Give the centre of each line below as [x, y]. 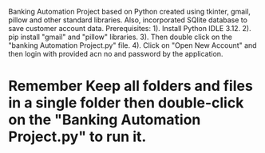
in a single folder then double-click [126, 103]
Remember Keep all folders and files [131, 86]
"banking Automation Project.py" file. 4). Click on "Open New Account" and [132, 45]
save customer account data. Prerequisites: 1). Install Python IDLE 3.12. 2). [130, 28]
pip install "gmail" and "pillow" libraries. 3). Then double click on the [121, 37]
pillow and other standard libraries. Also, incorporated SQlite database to [128, 20]
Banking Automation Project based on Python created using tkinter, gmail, [130, 12]
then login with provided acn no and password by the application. [116, 54]
